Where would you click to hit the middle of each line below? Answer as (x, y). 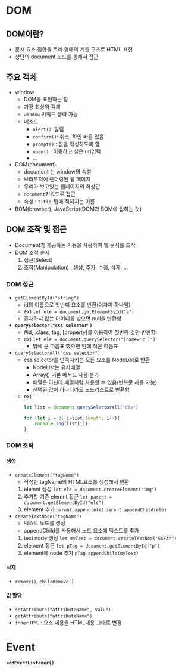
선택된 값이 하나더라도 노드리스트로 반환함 (81, 389)
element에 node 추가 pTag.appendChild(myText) (81, 553)
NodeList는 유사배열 (56, 367)
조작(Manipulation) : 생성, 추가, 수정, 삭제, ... (76, 267)
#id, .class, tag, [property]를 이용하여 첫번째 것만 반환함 (90, 332)
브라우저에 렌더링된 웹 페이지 (57, 179)
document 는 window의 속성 (57, 171)
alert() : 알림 (48, 129)
